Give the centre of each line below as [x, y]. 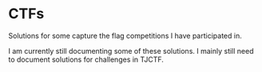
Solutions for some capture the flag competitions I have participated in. [125, 36]
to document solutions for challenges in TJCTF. [86, 59]
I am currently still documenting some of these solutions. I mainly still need [131, 51]
